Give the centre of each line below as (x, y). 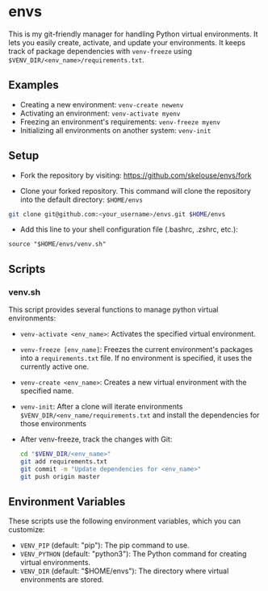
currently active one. (54, 367)
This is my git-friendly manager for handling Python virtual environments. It (133, 34)
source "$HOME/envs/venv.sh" (57, 245)
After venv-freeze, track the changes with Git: (96, 439)
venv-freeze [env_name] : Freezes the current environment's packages (136, 350)
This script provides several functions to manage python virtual (113, 310)
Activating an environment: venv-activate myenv (100, 113)
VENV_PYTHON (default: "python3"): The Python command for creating (133, 554)
